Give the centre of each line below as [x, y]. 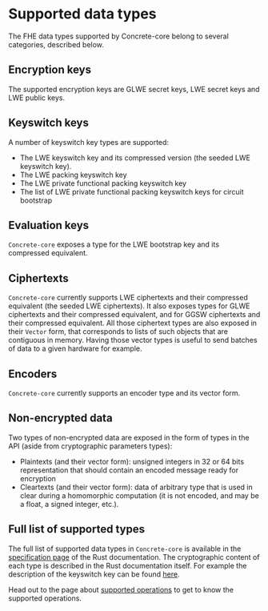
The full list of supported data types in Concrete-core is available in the [125, 549]
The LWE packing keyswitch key [73, 175]
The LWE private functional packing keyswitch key [103, 183]
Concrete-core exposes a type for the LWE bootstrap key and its [114, 244]
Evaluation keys [49, 225]
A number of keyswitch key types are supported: [89, 142]
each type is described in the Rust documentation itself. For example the [128, 565]
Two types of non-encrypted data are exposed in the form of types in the [129, 437]
